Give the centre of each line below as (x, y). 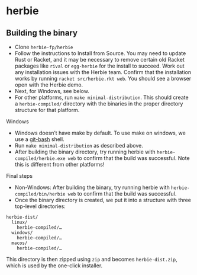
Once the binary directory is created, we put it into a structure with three (103, 200)
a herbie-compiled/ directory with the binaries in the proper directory (99, 104)
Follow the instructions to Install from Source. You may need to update (100, 53)
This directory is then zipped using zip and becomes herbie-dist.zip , (92, 259)
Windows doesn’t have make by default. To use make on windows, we (100, 133)
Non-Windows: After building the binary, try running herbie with (92, 187)
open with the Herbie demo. (49, 85)
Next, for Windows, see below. (52, 91)
